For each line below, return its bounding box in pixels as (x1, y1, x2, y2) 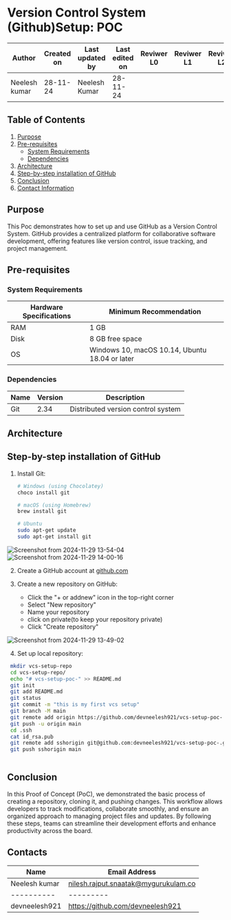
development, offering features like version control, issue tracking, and (7, 237, 208, 245)
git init (10, 682, 36, 689)
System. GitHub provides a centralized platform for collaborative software (7, 229, 216, 237)
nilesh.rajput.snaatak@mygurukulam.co (68, 879, 196, 888)
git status (10, 695, 41, 702)
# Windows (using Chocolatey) (16, 482, 104, 489)
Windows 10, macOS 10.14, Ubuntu (89, 345, 207, 355)
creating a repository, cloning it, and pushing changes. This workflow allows (7, 797, 223, 805)
